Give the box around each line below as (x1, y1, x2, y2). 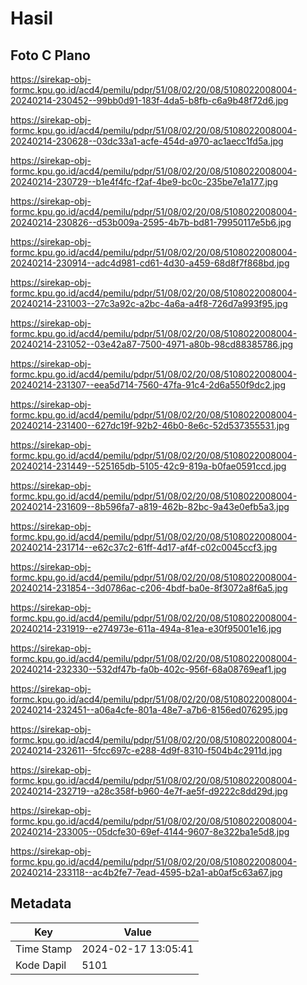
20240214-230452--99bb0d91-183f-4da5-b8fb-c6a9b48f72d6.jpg (10, 95, 289, 106)
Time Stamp (15, 942, 73, 956)
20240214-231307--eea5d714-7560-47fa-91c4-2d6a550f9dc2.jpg (10, 379, 286, 391)
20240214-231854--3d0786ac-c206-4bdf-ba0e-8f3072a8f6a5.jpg (10, 582, 288, 594)
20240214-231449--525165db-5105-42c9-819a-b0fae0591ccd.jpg (10, 460, 287, 472)
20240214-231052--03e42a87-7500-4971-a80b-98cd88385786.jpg (10, 338, 294, 350)
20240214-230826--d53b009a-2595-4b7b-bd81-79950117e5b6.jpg (10, 217, 292, 228)
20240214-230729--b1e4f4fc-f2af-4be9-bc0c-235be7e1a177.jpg (10, 176, 278, 187)
